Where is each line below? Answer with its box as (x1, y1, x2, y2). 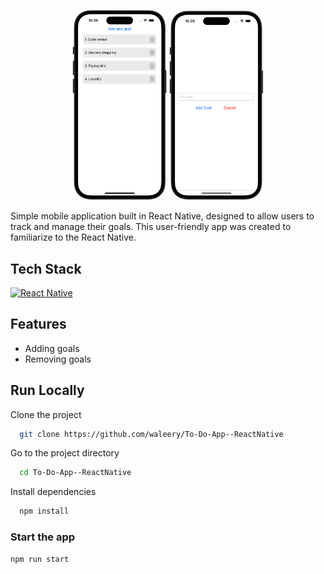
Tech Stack (10, 260, 82, 277)
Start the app (10, 530, 76, 544)
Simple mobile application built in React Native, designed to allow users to (10, 210, 315, 222)
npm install (19, 506, 70, 517)
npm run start (10, 554, 70, 564)
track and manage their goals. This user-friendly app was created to (10, 221, 292, 233)
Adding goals (24, 342, 80, 354)
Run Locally (10, 382, 85, 399)
